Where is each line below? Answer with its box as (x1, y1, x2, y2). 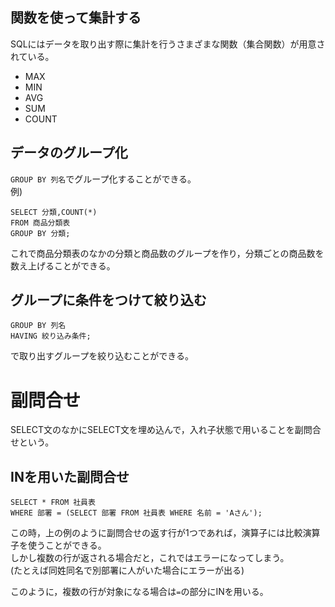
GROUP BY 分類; (10, 228, 71, 238)
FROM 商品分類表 (10, 218, 71, 228)
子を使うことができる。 (10, 539, 107, 552)
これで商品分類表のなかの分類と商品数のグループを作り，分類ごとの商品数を (10, 247, 325, 259)
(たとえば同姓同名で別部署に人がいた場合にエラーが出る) (10, 564, 245, 577)
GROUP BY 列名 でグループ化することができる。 (10, 173, 197, 185)
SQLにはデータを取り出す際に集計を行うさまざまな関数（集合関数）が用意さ (10, 38, 326, 50)
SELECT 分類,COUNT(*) (10, 207, 98, 217)
